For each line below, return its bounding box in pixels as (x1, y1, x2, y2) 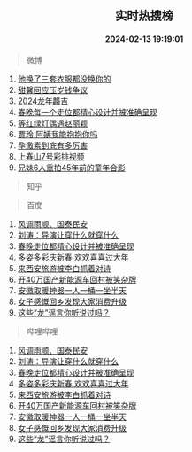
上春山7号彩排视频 (17, 151, 85, 161)
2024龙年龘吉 (17, 96, 69, 106)
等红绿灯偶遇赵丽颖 (17, 118, 88, 129)
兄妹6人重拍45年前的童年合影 (17, 162, 126, 173)
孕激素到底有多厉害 (17, 140, 88, 151)
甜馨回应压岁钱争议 (17, 84, 88, 95)
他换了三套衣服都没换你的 (17, 74, 111, 84)
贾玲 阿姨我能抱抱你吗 (17, 129, 98, 139)
